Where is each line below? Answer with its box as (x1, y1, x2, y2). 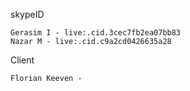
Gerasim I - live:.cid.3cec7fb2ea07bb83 (10, 28, 182, 38)
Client (10, 54, 35, 66)
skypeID (10, 9, 45, 20)
